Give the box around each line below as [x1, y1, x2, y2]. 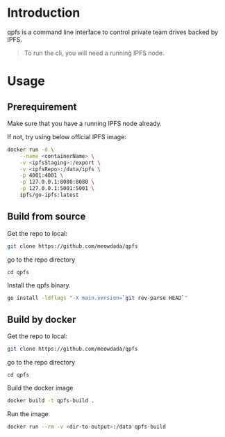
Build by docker [7, 313, 76, 325]
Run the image [7, 410, 49, 418]
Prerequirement [7, 101, 77, 113]
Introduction [7, 5, 81, 21]
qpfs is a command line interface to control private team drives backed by [7, 28, 219, 36]
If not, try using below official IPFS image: [7, 132, 126, 141]
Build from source [7, 211, 86, 223]
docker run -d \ [7, 146, 54, 153]
